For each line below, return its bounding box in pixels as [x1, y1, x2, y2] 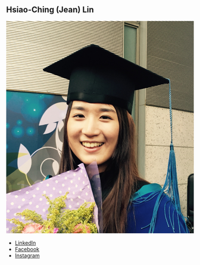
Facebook [14, 245, 40, 252]
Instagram [14, 252, 40, 259]
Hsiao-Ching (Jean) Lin [6, 5, 94, 15]
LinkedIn [14, 239, 36, 246]
